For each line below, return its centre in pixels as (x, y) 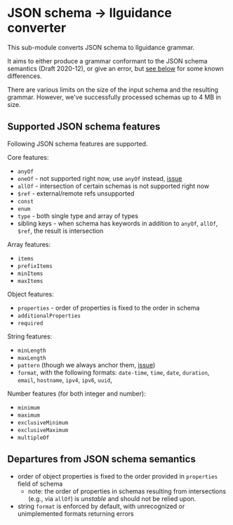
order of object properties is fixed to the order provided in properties (118, 476)
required (30, 323)
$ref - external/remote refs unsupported (76, 193)
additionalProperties (49, 316)
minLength (32, 350)
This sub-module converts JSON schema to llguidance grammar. (101, 47)
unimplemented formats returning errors (76, 513)
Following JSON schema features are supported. (78, 144)
